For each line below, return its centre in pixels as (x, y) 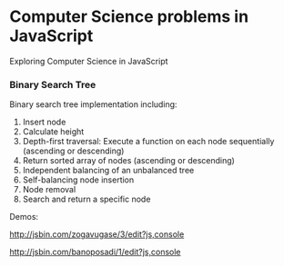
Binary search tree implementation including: (93, 104)
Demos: (24, 217)
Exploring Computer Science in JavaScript (89, 61)
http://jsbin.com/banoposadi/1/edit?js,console (95, 252)
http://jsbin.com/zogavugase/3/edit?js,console (97, 234)
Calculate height (53, 132)
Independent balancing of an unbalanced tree (108, 171)
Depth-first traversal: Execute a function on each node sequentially (148, 142)
